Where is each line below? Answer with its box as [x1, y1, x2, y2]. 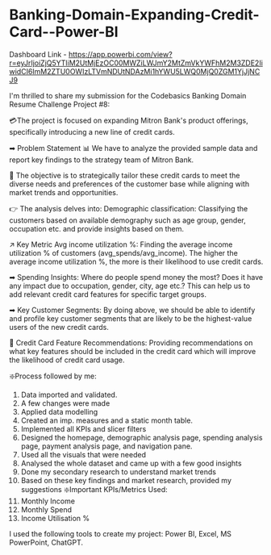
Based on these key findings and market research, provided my [20, 475, 232, 485]
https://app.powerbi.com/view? [68, 49, 173, 59]
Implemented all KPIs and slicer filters [20, 424, 147, 433]
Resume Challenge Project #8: [9, 99, 110, 109]
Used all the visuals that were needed [20, 449, 146, 459]
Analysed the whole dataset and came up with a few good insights [20, 458, 242, 468]
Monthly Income [20, 496, 76, 506]
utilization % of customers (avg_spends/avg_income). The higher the [9, 248, 239, 257]
